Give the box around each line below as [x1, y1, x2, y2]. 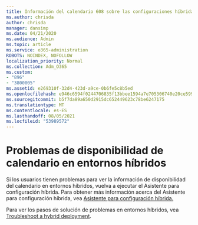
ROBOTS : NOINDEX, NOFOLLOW [6, 53, 72, 58]
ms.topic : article [6, 42, 51, 48]
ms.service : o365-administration [6, 47, 88, 53]
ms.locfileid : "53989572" [6, 119, 70, 125]
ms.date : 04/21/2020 [6, 31, 57, 37]
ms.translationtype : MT [6, 102, 65, 108]
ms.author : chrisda [6, 14, 54, 20]
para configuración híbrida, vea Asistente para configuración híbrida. [6, 195, 174, 202]
